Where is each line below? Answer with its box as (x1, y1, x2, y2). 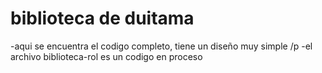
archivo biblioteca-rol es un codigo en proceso (10, 50, 203, 62)
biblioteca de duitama (10, 7, 195, 30)
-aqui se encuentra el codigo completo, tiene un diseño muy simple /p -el (10, 40, 313, 52)
